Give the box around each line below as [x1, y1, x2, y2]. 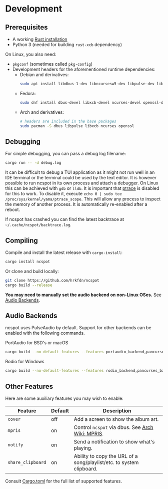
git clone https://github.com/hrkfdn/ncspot [5, 278, 99, 283]
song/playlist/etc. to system [73, 459, 139, 466]
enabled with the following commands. [5, 330, 85, 336]
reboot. [5, 206, 20, 213]
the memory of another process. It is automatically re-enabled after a [5, 201, 147, 207]
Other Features [5, 382, 53, 391]
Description [102, 407, 131, 414]
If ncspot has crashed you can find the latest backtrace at [5, 216, 124, 222]
